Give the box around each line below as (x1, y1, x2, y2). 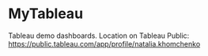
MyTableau (8, 5, 84, 23)
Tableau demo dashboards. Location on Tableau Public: (8, 31, 190, 40)
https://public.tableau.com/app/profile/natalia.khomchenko (8, 39, 201, 48)
